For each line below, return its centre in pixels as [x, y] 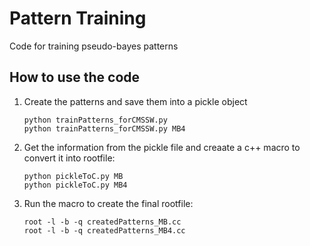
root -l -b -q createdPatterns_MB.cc [102, 222]
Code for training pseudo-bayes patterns [94, 46]
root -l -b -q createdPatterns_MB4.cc [104, 230]
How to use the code [75, 77]
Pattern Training [78, 18]
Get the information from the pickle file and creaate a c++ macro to [162, 147]
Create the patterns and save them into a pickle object [135, 101]
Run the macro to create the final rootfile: [108, 203]
